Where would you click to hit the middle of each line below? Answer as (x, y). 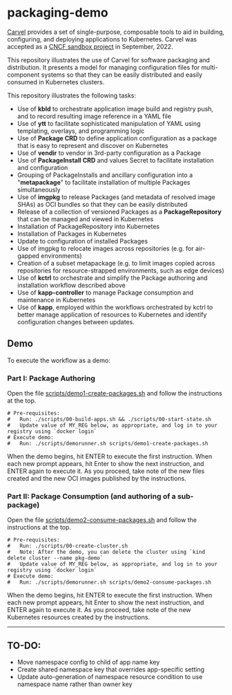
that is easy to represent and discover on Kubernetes (93, 145)
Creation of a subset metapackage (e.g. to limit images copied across (116, 263)
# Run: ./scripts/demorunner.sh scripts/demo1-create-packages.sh (108, 444)
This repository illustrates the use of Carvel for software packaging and (109, 59)
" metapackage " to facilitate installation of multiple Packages (104, 182)
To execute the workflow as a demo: (59, 360)
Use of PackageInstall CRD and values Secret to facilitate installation (115, 160)
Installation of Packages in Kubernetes (72, 234)
